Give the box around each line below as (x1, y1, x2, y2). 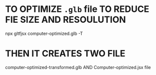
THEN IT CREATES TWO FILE (5, 48, 126, 59)
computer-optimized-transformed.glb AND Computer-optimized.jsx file (5, 64, 151, 70)
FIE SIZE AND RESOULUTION (5, 14, 126, 25)
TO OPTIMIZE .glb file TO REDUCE (5, 3, 150, 15)
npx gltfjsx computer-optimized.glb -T (5, 30, 83, 36)
